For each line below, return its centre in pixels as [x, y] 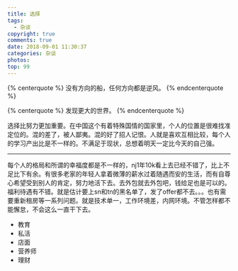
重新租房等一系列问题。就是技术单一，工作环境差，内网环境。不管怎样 [115, 200]
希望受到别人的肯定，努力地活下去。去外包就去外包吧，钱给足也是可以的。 [122, 182]
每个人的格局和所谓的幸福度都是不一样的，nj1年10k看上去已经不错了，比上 [115, 165]
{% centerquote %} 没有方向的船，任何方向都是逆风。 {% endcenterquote [115, 88]
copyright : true [31, 34]
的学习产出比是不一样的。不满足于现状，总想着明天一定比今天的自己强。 [113, 143]
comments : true [30, 40]
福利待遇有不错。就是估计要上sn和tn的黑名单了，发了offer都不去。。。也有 [114, 192]
